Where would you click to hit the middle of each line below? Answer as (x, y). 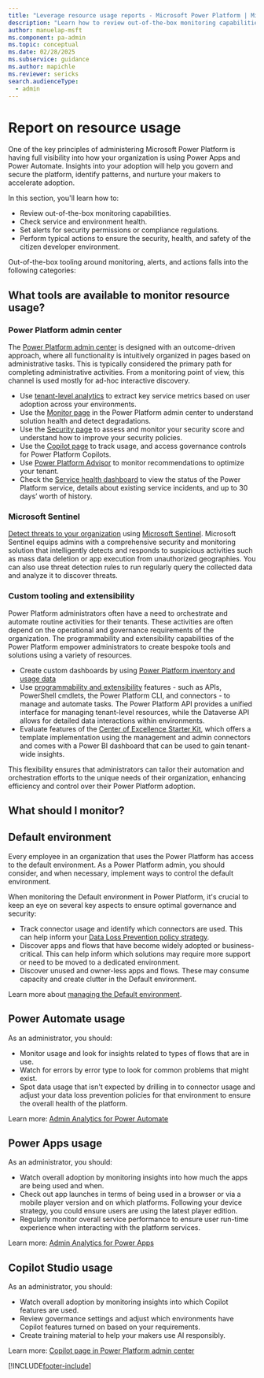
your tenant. (39, 471)
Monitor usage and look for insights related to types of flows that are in (134, 1053)
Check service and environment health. (83, 222)
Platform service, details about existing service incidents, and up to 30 (134, 488)
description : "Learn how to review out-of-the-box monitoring (112, 23)
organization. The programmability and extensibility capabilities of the (121, 638)
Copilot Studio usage (60, 1267)
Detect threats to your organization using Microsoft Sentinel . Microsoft (122, 534)
